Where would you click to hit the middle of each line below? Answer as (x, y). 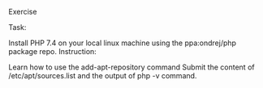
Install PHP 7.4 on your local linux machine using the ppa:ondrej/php (123, 43)
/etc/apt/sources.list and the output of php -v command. (103, 75)
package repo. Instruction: (53, 51)
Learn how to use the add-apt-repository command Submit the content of (131, 67)
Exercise (23, 12)
